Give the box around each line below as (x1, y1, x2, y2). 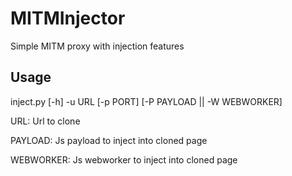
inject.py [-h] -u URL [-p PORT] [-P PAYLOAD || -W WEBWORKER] (10, 95, 283, 107)
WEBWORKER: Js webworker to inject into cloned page (10, 153, 238, 166)
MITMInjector (10, 7, 126, 30)
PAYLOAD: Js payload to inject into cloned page (10, 134, 208, 146)
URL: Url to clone (10, 115, 81, 127)
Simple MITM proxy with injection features (10, 40, 185, 52)
